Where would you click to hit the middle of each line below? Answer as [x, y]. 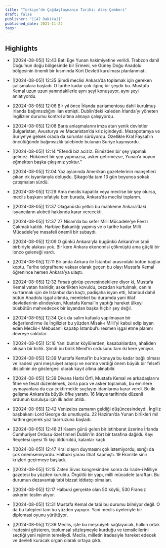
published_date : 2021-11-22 [34, 24]
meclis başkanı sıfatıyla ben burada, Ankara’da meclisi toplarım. [77, 197]
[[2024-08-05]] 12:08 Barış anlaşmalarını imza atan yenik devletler [80, 126]
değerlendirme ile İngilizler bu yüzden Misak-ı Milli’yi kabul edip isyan [83, 323]
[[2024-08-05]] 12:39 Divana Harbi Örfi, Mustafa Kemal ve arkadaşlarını [85, 378]
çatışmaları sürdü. [30, 182]
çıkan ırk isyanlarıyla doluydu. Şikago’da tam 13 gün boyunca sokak [81, 177]
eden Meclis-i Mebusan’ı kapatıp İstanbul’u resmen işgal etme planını [83, 328]
